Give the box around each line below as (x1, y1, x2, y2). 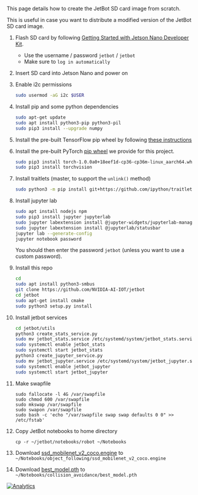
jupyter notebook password (15, 236, 82, 242)
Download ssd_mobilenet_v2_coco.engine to (15, 449, 123, 456)
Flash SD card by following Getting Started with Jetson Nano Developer (15, 34, 189, 41)
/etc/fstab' (15, 417, 45, 423)
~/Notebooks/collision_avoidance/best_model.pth (15, 472, 137, 478)
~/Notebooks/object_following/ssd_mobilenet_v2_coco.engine (15, 455, 166, 461)
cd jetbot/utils (15, 325, 55, 331)
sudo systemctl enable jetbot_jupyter (15, 363, 111, 369)
